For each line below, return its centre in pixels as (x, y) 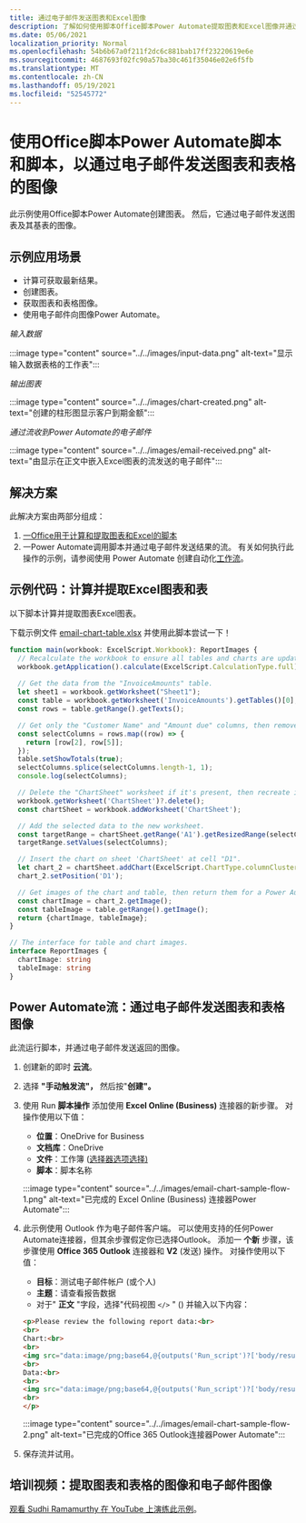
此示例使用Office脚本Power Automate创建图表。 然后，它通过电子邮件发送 (148, 214)
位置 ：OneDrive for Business (90, 1137)
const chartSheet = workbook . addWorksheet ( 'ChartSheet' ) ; (130, 809)
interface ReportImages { (58, 951)
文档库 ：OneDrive (70, 1147)
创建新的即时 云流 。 (59, 1067)
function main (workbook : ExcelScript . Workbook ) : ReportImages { (133, 650)
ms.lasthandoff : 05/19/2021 (63, 85)
